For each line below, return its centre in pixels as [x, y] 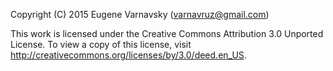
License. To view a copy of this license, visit [101, 44]
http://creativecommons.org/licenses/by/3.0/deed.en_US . [128, 55]
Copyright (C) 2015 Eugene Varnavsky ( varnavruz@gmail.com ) [140, 14]
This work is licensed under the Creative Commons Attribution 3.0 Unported [167, 33]
